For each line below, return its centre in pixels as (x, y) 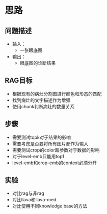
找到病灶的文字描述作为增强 (41, 100)
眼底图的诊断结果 (38, 63)
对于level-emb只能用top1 (38, 156)
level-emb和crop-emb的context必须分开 (55, 163)
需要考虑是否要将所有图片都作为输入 (50, 143)
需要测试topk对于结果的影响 (41, 137)
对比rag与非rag (28, 193)
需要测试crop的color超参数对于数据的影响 (56, 150)
